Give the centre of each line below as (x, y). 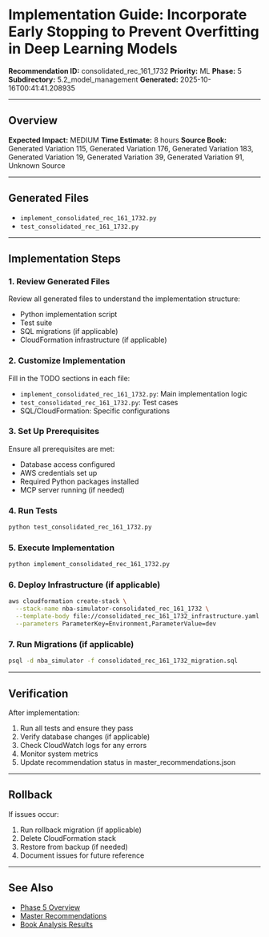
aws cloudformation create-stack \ (68, 601)
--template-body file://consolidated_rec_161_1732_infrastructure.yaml (138, 617)
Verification (38, 693)
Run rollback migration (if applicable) (81, 830)
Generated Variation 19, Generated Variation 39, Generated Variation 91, (126, 157)
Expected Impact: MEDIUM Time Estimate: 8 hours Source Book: (118, 140)
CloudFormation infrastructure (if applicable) (93, 340)
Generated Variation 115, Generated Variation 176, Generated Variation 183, (131, 148)
